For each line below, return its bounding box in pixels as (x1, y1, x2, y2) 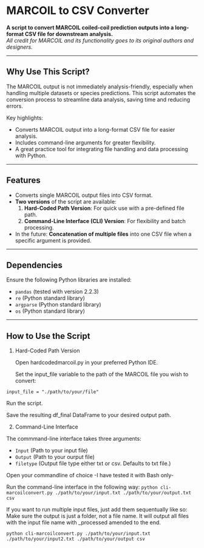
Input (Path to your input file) (15, 447, 88, 454)
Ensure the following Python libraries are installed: (6, 276, 132, 283)
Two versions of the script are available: (15, 197, 117, 205)
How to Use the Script (6, 330, 90, 341)
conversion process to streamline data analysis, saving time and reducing (6, 96, 190, 103)
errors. (6, 102, 23, 110)
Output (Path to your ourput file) (15, 454, 95, 461)
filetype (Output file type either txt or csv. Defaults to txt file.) (15, 460, 171, 467)
